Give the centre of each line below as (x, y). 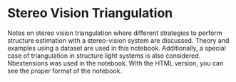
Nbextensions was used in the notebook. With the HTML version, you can (116, 63)
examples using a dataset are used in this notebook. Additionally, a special (117, 48)
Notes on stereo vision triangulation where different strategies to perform (115, 33)
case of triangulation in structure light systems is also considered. (104, 56)
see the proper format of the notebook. (65, 71)
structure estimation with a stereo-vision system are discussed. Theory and (118, 40)
